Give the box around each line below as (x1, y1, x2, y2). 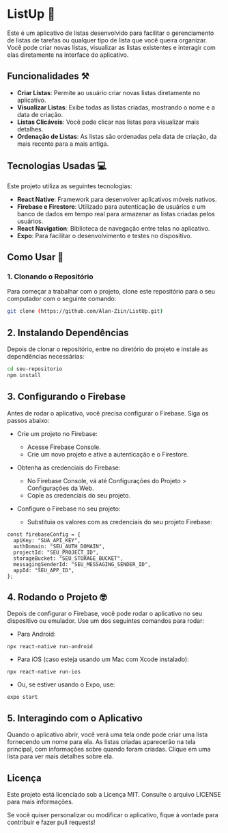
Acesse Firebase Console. (27, 443, 101, 451)
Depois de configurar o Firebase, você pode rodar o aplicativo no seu (7, 609, 203, 618)
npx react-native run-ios (7, 669, 81, 676)
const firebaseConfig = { (7, 530, 81, 538)
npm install (7, 372, 41, 379)
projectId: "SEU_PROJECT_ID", (13, 549, 99, 556)
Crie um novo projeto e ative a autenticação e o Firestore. (27, 450, 189, 458)
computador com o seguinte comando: (7, 294, 117, 303)
